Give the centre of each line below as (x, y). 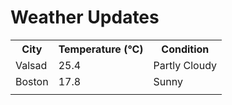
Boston (32, 81)
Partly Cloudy (185, 65)
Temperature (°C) (101, 49)
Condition (185, 49)
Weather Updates (85, 17)
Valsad (31, 65)
